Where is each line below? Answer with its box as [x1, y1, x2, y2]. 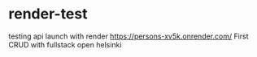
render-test [8, 5, 88, 23]
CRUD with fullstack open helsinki [8, 39, 122, 49]
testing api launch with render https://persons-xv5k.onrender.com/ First [8, 31, 250, 41]
